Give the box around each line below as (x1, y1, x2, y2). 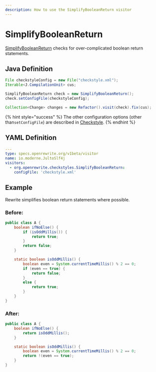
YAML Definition (5, 133, 57, 142)
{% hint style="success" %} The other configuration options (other (5, 114, 142, 120)
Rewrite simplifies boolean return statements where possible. (5, 196, 130, 202)
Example (5, 184, 33, 192)
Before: (5, 209, 24, 216)
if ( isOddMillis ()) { (23, 229, 68, 235)
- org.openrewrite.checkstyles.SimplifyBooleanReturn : (9, 165, 125, 170)
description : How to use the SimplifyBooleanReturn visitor (5, 7, 132, 12)
